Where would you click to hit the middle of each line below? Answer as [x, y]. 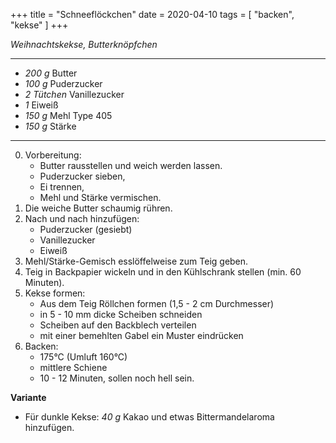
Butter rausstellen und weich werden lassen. [131, 165]
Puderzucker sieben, [82, 176]
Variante [28, 397]
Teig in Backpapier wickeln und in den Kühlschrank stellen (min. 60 [163, 272]
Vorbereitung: [53, 155]
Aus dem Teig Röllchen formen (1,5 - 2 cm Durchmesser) [157, 303]
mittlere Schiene [73, 367]
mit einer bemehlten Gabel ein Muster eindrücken [141, 335]
